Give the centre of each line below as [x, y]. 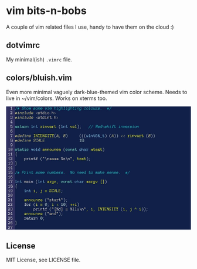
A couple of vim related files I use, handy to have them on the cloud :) [90, 27]
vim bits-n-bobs [46, 11]
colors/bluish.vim [39, 78]
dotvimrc [23, 45]
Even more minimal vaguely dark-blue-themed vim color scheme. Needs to [97, 92]
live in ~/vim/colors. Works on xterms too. [57, 98]
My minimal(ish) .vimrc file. [39, 59]
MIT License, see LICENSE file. [43, 260]
